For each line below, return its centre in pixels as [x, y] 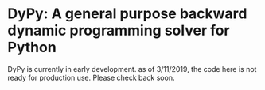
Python [32, 47]
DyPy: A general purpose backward [127, 14]
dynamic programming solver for [119, 30]
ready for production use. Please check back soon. [91, 77]
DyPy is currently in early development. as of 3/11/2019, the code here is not [132, 69]
